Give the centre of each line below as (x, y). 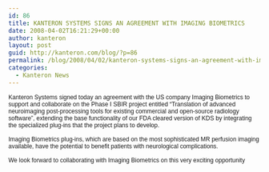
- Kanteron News (42, 75)
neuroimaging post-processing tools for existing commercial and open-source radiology (124, 111)
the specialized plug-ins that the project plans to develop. (84, 125)
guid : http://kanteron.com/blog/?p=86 (73, 53)
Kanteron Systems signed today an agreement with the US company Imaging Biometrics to (129, 97)
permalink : (26, 61)
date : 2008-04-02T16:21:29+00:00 (64, 30)
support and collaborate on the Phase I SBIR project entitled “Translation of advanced (122, 104)
